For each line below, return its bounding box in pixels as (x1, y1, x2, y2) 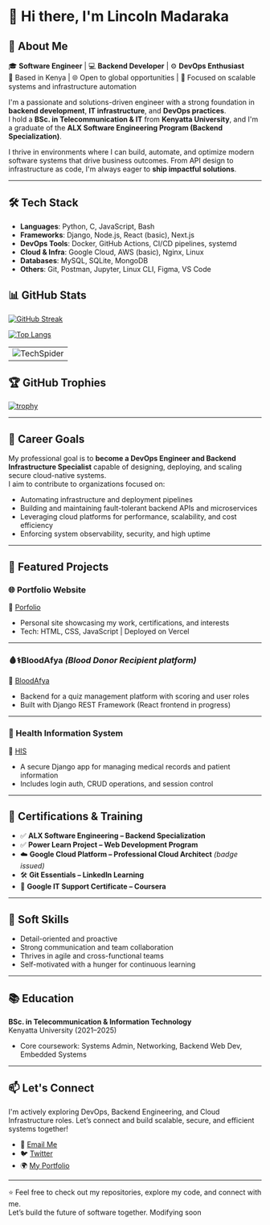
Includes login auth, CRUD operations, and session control (19, 778, 214, 788)
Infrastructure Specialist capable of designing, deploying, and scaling (8, 462, 243, 472)
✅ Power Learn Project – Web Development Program (19, 840, 198, 850)
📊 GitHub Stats (8, 289, 87, 303)
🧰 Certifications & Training (8, 809, 143, 823)
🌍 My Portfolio (19, 1161, 70, 1170)
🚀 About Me (8, 39, 68, 53)
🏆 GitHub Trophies (8, 376, 107, 390)
